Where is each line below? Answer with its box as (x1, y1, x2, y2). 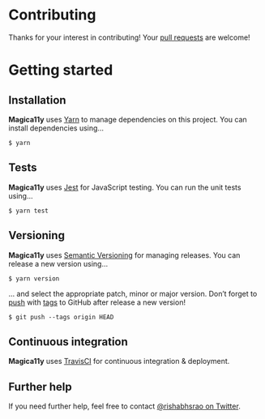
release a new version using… (8, 259, 109, 268)
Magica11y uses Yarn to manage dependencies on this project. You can (8, 114, 247, 124)
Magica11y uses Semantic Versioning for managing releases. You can (8, 250, 241, 260)
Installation (8, 93, 66, 107)
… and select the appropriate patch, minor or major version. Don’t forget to (8, 289, 258, 298)
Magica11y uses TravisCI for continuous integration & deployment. (8, 357, 230, 366)
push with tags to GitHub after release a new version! (8, 297, 186, 307)
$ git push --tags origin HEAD (8, 313, 114, 321)
